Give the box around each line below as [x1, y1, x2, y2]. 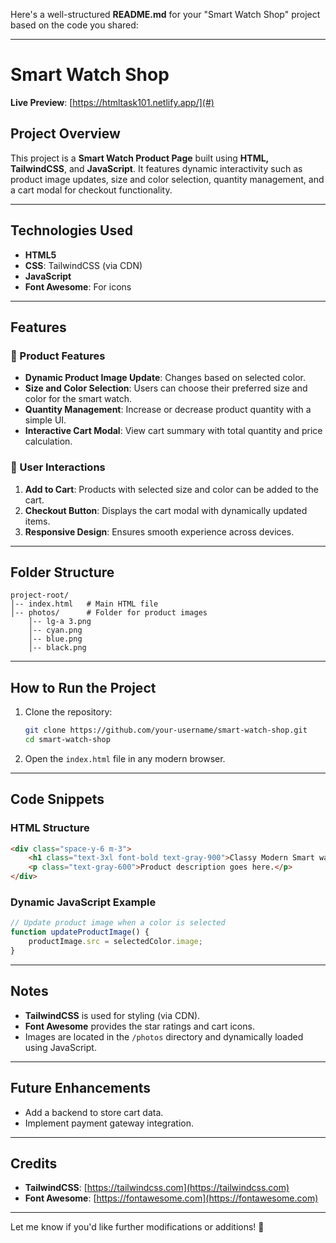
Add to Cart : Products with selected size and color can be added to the [24, 483, 319, 495]
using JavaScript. [24, 1041, 97, 1053]
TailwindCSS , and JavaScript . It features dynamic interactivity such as [10, 162, 303, 174]
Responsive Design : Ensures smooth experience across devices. [24, 525, 295, 538]
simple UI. [24, 414, 67, 426]
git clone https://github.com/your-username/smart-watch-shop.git [24, 725, 308, 736]
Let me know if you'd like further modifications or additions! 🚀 [10, 1221, 265, 1233]
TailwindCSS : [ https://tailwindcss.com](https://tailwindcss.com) [24, 1182, 290, 1194]
